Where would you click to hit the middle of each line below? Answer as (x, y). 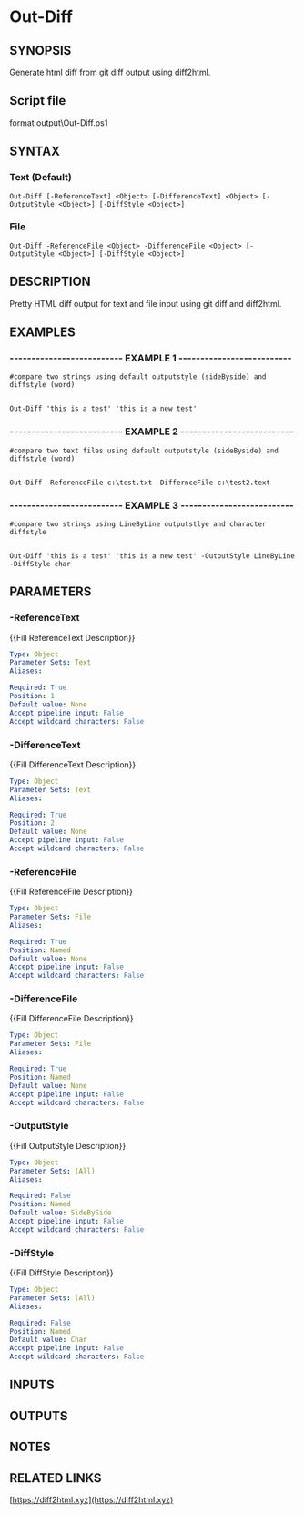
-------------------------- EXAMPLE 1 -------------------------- (151, 358)
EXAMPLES (42, 332)
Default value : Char (49, 1340)
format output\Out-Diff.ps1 (59, 122)
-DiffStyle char (40, 564)
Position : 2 (32, 823)
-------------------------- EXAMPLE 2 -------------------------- (152, 432)
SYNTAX (35, 152)
